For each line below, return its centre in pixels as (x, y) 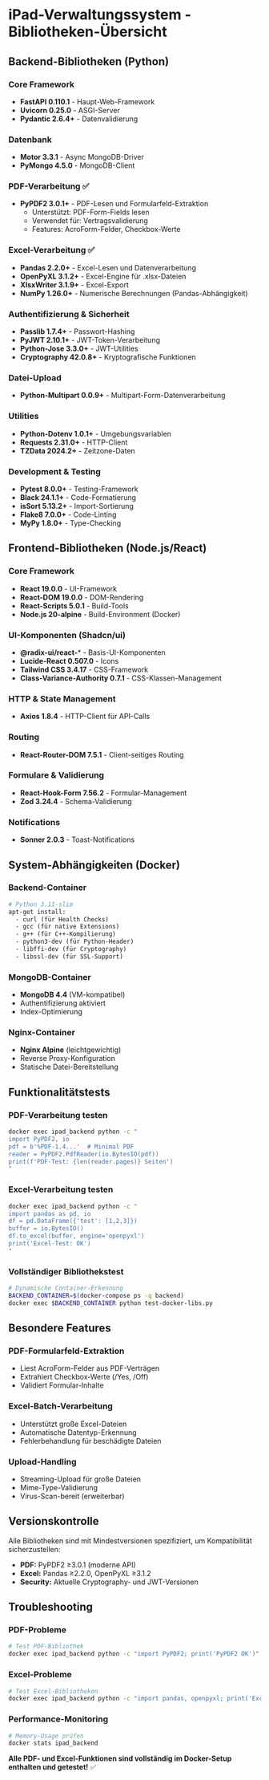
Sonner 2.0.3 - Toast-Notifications (77, 839)
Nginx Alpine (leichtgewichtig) (70, 1050)
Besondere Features (60, 1329)
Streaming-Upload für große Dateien (80, 1479)
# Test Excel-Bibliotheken (53, 1691)
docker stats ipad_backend (53, 1743)
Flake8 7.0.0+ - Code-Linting (68, 514)
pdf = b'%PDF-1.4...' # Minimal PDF (71, 1146)
